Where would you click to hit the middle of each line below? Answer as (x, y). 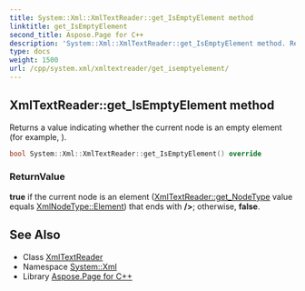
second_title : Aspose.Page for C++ (77, 35)
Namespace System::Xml (70, 266)
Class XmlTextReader (63, 256)
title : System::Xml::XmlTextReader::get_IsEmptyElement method (132, 18)
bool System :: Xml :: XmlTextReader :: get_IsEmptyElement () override (135, 154)
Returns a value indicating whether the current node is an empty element (146, 127)
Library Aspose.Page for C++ (78, 276)
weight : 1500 (34, 60)
